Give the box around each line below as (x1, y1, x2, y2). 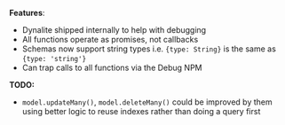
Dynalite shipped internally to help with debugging (21, 25, 207, 35)
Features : (9, 8, 45, 18)
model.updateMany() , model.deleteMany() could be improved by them (21, 97, 273, 107)
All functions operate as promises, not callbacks (21, 35, 199, 44)
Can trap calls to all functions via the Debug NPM (21, 62, 202, 73)
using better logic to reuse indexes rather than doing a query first (21, 106, 261, 116)
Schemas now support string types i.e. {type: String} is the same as (21, 43, 277, 54)
